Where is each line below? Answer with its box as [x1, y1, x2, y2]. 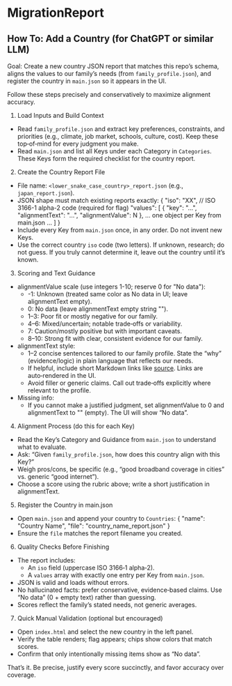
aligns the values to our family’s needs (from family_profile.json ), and [7, 70, 212, 77]
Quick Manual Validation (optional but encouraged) [17, 614, 163, 622]
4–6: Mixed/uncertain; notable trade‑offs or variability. [27, 319, 183, 328]
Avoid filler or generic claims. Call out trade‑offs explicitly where [27, 379, 211, 387]
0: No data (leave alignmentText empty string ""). [27, 305, 169, 313]
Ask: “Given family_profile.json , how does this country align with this [17, 450, 220, 458]
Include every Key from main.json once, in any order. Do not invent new [17, 226, 222, 234]
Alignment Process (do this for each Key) [17, 422, 135, 430]
